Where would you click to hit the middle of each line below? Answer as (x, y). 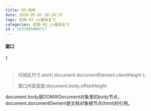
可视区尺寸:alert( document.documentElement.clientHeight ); (82, 75)
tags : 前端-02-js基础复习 (31, 20)
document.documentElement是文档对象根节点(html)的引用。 (69, 103)
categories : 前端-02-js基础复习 (38, 24)
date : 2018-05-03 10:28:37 (34, 15)
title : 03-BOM (20, 10)
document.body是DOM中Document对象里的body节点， (64, 97)
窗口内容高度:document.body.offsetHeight (62, 86)
